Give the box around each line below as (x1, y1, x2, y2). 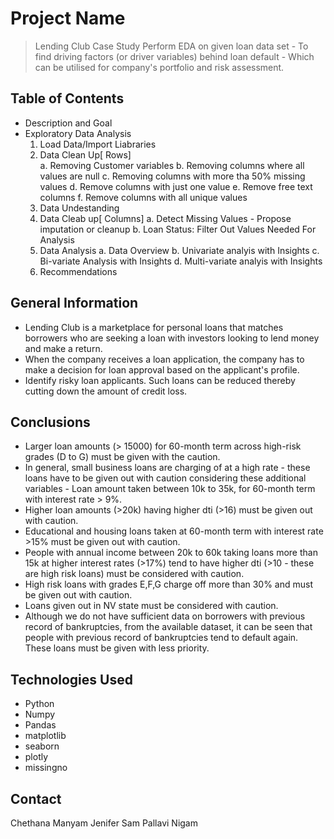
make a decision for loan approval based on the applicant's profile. (24, 363, 300, 376)
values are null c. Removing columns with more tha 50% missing (39, 170, 306, 182)
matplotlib (24, 730, 67, 742)
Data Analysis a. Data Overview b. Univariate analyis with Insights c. (39, 244, 320, 256)
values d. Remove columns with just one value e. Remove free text (39, 180, 313, 192)
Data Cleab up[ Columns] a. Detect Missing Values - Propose (39, 212, 292, 224)
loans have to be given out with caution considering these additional (24, 472, 307, 484)
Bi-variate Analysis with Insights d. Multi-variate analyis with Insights (39, 255, 323, 267)
